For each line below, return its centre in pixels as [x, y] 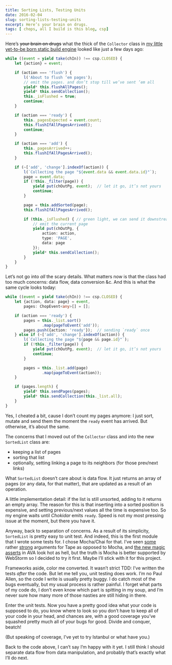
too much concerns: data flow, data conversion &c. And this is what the [80, 282]
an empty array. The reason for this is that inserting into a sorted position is [84, 504]
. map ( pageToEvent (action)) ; [72, 373]
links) [18, 468]
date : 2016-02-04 [24, 15]
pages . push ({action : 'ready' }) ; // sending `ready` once [87, 330]
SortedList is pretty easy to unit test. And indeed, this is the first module [82, 536]
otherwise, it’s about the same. [38, 426]
